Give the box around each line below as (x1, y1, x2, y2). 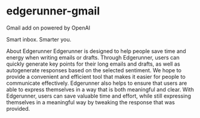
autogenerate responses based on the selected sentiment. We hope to (6, 66, 182, 73)
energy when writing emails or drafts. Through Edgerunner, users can (6, 54, 180, 61)
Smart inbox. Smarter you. (6, 36, 71, 43)
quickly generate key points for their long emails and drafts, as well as (6, 60, 180, 67)
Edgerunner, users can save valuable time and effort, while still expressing (6, 92, 192, 99)
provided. (6, 105, 30, 112)
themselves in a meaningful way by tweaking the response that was (6, 98, 175, 106)
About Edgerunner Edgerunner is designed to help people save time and (6, 47, 186, 55)
